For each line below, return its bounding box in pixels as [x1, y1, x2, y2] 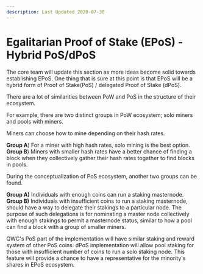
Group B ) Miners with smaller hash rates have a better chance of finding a [6, 147, 192, 155]
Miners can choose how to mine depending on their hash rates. [6, 129, 166, 137]
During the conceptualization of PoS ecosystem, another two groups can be [6, 172, 197, 180]
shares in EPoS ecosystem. [6, 261, 75, 268]
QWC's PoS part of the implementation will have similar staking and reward [6, 235, 195, 242]
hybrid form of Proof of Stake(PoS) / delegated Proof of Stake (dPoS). [6, 81, 182, 88]
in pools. [6, 161, 28, 168]
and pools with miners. [6, 118, 64, 125]
